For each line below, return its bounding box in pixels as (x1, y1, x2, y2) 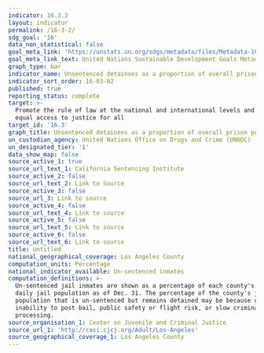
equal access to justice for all (15, 114, 125, 122)
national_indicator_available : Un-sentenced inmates (8, 267, 185, 275)
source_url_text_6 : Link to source (8, 238, 125, 246)
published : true (8, 84, 61, 93)
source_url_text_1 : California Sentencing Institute (8, 165, 185, 173)
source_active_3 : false (8, 186, 86, 195)
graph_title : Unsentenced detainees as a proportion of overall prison (8, 128, 247, 136)
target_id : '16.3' (8, 121, 68, 129)
